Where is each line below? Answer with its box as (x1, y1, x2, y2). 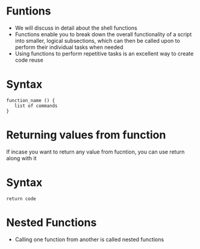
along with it (6, 154, 37, 161)
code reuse (14, 56, 43, 63)
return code (6, 195, 36, 202)
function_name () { (6, 97, 55, 103)
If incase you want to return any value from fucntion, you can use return (6, 148, 185, 155)
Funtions (6, 4, 51, 18)
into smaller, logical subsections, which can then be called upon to (14, 37, 181, 44)
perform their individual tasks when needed (14, 44, 123, 51)
